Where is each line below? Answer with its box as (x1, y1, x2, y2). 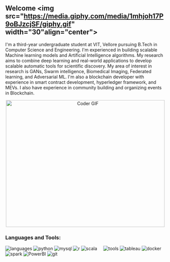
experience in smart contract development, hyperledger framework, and (5, 79, 156, 85)
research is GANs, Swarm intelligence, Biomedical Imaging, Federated (5, 68, 152, 74)
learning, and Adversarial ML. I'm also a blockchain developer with (5, 74, 145, 80)
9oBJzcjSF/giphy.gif (5, 20, 72, 28)
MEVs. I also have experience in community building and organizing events (5, 84, 162, 90)
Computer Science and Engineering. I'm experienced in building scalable (5, 47, 158, 53)
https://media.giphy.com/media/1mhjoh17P (23, 12, 164, 21)
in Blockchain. (5, 90, 35, 96)
